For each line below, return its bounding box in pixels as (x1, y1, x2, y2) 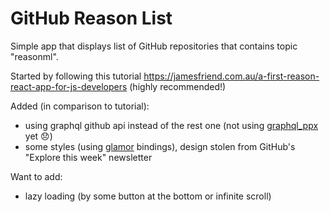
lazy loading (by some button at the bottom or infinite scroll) (24, 190, 272, 202)
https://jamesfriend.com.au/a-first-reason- (143, 70, 320, 82)
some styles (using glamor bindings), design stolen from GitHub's (24, 140, 296, 152)
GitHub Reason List (10, 7, 173, 30)
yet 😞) (24, 130, 53, 142)
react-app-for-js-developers (10, 80, 128, 92)
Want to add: (10, 170, 63, 182)
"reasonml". (10, 50, 59, 62)
